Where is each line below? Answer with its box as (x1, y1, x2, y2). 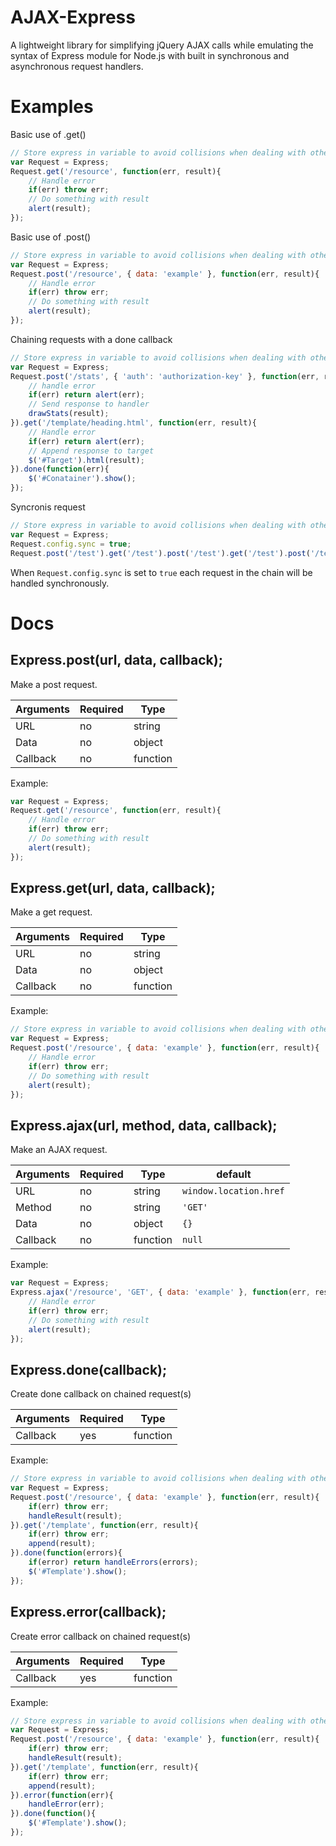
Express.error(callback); (10, 1604, 167, 1621)
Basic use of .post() (10, 231, 92, 243)
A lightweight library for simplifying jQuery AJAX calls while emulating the (10, 39, 314, 51)
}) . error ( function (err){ (10, 1790, 114, 1800)
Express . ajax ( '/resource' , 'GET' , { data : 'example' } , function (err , (10, 1287, 311, 1298)
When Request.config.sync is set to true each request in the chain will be (10, 566, 313, 578)
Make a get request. (10, 906, 93, 918)
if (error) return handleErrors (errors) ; (28, 1557, 199, 1568)
